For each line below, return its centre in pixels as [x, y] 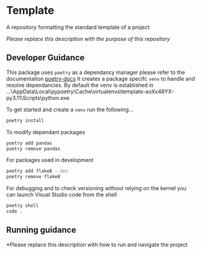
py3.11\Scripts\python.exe [38, 98]
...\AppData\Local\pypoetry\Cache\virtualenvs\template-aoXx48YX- [90, 91]
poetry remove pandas [33, 149]
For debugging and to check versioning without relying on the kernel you [96, 188]
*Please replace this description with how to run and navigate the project [97, 244]
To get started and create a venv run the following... [70, 110]
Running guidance [41, 230]
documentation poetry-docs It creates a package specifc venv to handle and [101, 78]
